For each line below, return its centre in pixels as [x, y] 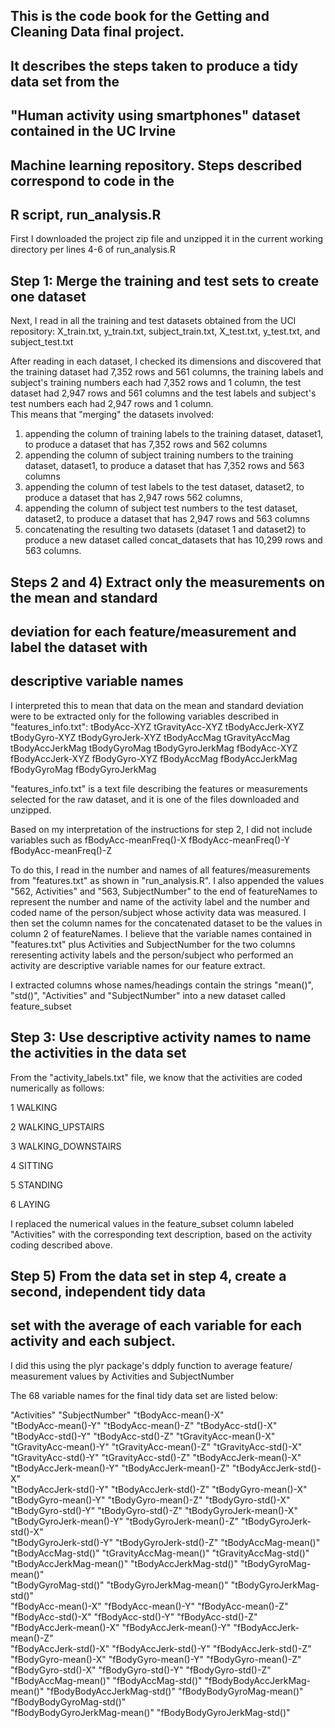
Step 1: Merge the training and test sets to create [165, 280]
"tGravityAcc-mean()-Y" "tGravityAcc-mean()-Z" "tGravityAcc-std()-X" [156, 1446]
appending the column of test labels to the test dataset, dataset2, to [164, 487]
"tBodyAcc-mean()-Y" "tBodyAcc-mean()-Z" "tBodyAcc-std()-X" [144, 1425]
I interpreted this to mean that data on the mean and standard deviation [157, 705]
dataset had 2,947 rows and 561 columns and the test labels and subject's [163, 393]
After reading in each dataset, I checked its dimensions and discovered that [166, 361]
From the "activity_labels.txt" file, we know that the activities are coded [156, 1077]
